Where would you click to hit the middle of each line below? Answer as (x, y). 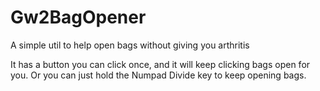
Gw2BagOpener (78, 17)
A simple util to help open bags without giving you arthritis (130, 45)
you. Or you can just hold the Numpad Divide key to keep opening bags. (158, 75)
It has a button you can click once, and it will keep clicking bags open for (160, 64)
